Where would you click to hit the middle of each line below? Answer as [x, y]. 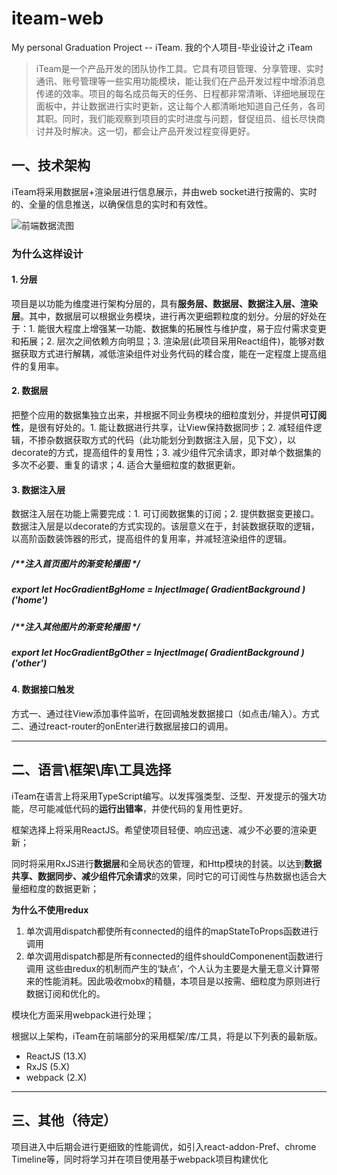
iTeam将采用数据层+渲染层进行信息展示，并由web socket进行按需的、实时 [164, 191]
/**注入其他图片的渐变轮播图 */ [76, 626]
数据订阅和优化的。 [65, 993]
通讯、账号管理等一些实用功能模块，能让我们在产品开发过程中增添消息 [180, 81]
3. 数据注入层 [38, 489]
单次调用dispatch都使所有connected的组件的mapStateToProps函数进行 [172, 931]
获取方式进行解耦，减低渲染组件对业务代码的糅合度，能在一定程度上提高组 [173, 353]
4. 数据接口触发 [43, 689]
